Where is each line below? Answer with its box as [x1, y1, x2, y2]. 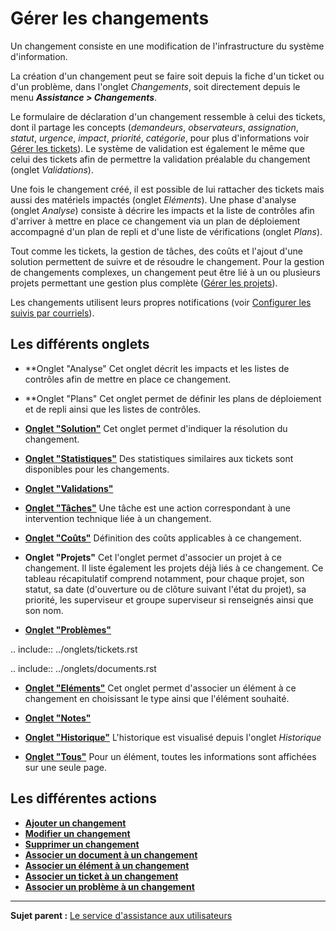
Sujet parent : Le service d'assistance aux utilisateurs [10, 909, 233, 921]
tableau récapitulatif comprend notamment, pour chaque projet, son [24, 572, 305, 584]
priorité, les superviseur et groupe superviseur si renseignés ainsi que [24, 593, 314, 606]
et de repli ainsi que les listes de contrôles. [24, 403, 202, 415]
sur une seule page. [24, 761, 107, 773]
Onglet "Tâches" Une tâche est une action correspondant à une [24, 502, 291, 514]
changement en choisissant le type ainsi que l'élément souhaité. [24, 692, 290, 704]
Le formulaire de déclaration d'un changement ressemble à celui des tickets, [10, 110, 326, 122]
